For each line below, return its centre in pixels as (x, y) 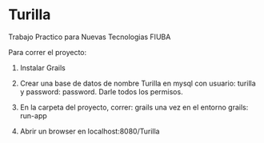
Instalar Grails (42, 68)
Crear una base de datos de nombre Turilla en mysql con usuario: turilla (138, 83)
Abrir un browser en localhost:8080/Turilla (90, 131)
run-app (34, 115)
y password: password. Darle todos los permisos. (101, 91)
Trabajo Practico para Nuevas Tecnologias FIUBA (90, 37)
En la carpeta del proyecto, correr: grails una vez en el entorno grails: (134, 107)
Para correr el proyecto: (48, 52)
